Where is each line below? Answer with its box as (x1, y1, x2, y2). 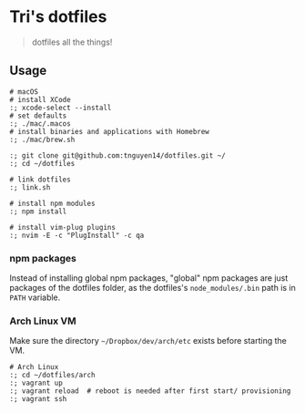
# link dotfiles (9, 175, 71, 184)
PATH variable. (9, 292, 61, 303)
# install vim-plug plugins (9, 222, 117, 232)
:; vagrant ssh (9, 395, 67, 404)
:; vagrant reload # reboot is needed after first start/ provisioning (9, 387, 291, 396)
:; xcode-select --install (9, 103, 112, 112)
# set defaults (9, 111, 67, 120)
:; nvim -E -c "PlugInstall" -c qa (9, 231, 145, 240)
